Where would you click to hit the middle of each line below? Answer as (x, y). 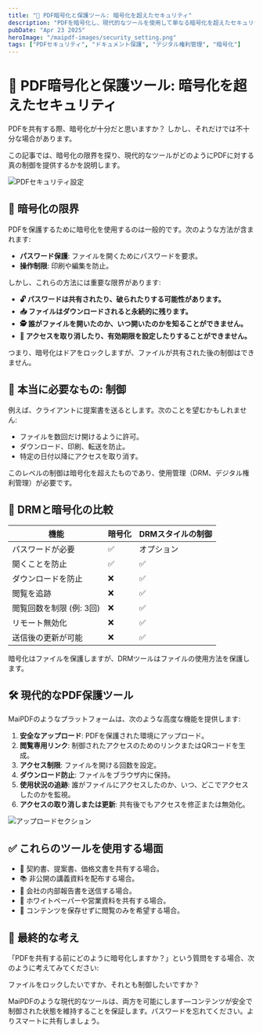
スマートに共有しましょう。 (59, 1020)
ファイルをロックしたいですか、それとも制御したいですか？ (104, 984)
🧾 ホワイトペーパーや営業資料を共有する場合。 (95, 901)
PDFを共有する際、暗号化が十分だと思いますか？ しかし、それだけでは (122, 129)
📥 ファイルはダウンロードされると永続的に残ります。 (106, 311)
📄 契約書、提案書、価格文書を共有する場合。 (91, 869)
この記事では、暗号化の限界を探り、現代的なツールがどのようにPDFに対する (131, 156)
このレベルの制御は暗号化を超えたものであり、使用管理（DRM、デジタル (125, 473)
